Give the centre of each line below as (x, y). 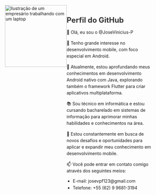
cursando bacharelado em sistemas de (106, 110)
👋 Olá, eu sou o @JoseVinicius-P (100, 32)
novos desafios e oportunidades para (105, 140)
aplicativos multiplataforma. (95, 93)
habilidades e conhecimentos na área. (105, 123)
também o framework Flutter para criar (106, 86)
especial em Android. (88, 56)
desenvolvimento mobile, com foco (102, 49)
